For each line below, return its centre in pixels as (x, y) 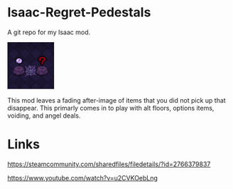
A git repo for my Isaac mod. (49, 32)
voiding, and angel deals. (44, 116)
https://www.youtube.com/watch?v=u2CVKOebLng (83, 178)
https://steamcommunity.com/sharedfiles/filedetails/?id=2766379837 (109, 164)
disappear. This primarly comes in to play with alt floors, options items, (111, 108)
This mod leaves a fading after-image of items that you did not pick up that (116, 100)
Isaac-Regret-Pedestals (79, 12)
